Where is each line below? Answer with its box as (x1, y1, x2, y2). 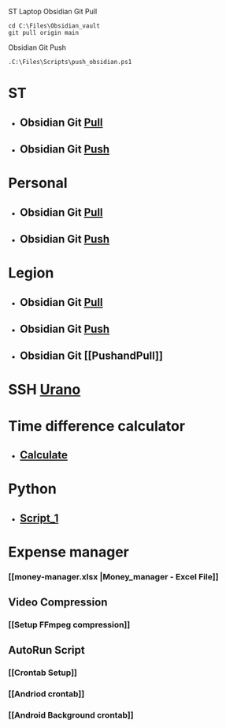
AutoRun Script (8, 643, 85, 657)
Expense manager (8, 543, 130, 560)
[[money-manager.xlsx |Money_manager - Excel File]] (8, 571, 219, 582)
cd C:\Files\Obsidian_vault (8, 22, 101, 30)
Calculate (19, 448, 69, 462)
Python (8, 480, 57, 498)
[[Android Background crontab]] (8, 710, 134, 721)
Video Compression (8, 596, 108, 609)
